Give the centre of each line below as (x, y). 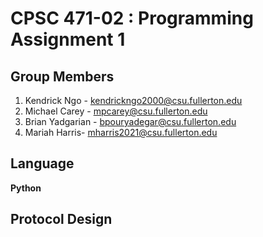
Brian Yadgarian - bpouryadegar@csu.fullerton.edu (130, 121)
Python (26, 188)
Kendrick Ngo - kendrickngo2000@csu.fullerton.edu (133, 100)
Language (42, 163)
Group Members (62, 76)
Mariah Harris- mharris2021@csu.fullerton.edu (121, 132)
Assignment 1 (68, 39)
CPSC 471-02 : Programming (132, 18)
